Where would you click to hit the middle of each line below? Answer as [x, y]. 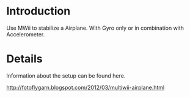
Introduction [38, 11]
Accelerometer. [26, 34]
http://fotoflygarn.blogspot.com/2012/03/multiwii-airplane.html [86, 87]
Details [24, 59]
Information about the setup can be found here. [66, 75]
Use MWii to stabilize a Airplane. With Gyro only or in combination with [95, 28]
